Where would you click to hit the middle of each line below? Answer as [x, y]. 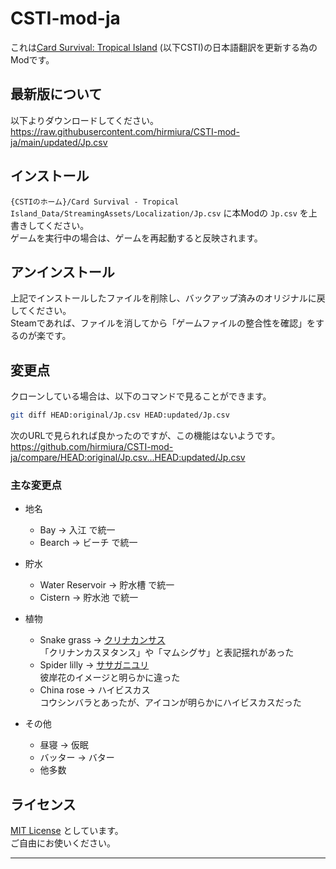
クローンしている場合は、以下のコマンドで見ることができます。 [141, 396]
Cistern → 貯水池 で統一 [89, 598]
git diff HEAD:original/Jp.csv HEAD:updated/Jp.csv [120, 415]
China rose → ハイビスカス [95, 690]
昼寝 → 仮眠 [64, 745]
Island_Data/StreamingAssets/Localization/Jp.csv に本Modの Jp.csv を [159, 213]
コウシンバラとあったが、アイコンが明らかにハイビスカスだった [170, 703]
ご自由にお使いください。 [63, 843]
